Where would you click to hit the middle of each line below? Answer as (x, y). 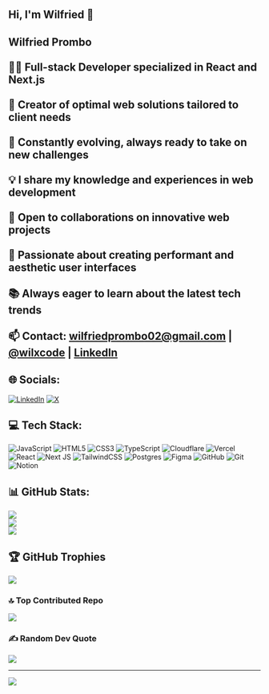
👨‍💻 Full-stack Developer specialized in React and (133, 67)
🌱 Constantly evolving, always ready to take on (128, 142)
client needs (40, 117)
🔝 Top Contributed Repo (56, 600)
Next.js (27, 80)
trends (25, 310)
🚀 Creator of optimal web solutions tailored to (123, 105)
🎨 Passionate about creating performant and (121, 254)
